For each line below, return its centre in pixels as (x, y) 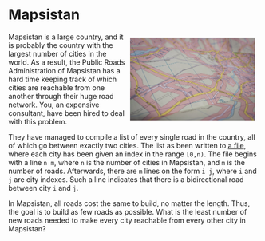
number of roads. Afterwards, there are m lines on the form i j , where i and (132, 171)
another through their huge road (61, 96)
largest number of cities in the (57, 53)
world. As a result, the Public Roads (67, 62)
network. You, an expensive (54, 105)
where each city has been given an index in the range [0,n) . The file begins (132, 154)
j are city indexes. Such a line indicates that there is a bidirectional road (126, 179)
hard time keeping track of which (63, 79)
